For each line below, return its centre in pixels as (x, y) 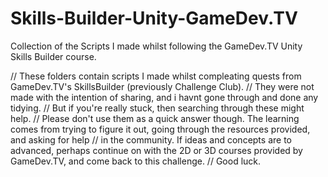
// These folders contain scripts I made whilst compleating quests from (156, 76)
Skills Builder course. (53, 56)
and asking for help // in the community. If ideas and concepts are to (151, 139)
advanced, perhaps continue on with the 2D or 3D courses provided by (156, 150)
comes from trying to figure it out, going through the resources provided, (160, 129)
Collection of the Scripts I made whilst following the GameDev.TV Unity (156, 46)
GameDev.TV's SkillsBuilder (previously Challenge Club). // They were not (162, 86)
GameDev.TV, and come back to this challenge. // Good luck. (136, 161)
